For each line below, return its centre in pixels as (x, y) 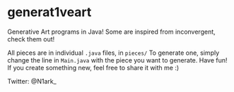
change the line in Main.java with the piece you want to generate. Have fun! (117, 60)
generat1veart (49, 12)
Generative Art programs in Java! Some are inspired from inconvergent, (111, 32)
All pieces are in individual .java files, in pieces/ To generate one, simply (113, 53)
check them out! (31, 39)
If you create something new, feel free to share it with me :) (93, 67)
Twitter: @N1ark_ (32, 81)
